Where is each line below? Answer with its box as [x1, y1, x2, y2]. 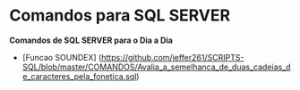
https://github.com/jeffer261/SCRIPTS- [101, 52, 244, 62]
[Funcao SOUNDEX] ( [21, 52, 102, 62]
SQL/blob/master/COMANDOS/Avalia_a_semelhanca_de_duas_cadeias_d [21, 61, 291, 72]
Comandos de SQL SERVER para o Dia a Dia [9, 35, 173, 45]
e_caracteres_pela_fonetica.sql [21, 70, 137, 81]
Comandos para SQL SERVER [9, 5, 231, 26]
